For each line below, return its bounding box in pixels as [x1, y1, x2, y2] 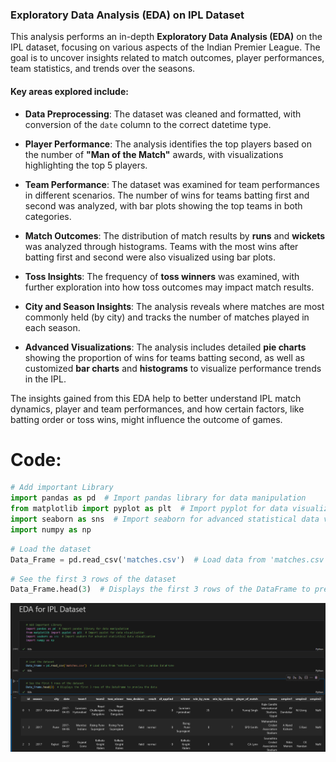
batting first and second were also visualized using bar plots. [24, 251, 276, 263]
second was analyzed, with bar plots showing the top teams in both [24, 199, 303, 212]
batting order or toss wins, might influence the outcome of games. [10, 413, 283, 425]
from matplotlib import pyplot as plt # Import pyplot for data [10, 504, 288, 514]
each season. [24, 321, 81, 333]
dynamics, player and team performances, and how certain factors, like [10, 403, 305, 415]
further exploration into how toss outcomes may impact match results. [24, 281, 315, 293]
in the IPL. [24, 373, 67, 385]
